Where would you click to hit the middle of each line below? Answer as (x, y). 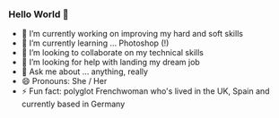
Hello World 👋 (39, 14)
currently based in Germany (73, 104)
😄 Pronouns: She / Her (64, 81)
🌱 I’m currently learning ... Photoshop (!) (95, 43)
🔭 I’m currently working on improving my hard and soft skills (132, 34)
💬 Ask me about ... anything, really (85, 72)
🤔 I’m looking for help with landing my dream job (111, 63)
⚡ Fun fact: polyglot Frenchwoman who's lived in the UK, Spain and (145, 91)
